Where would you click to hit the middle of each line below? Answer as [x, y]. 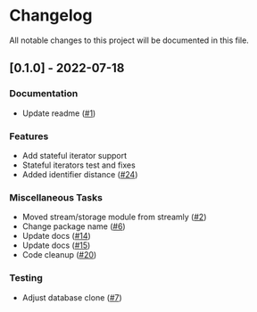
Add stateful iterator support [75, 155]
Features [29, 136]
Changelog [51, 16]
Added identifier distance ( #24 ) [80, 174]
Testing [26, 278]
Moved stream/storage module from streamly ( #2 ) [114, 217]
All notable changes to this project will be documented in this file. [129, 40]
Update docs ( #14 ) [56, 236]
